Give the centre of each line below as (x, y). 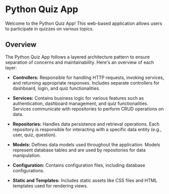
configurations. (28, 170)
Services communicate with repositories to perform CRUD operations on (88, 109)
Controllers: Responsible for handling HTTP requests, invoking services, (88, 77)
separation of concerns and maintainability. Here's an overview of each (80, 62)
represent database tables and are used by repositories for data (79, 150)
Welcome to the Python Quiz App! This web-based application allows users (84, 23)
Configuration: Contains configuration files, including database (79, 165)
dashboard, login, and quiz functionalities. (56, 88)
